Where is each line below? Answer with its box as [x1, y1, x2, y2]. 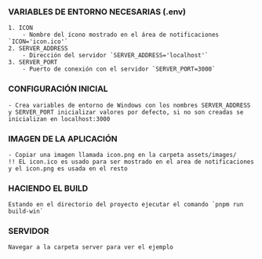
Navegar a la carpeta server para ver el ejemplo [8, 243, 174, 251]
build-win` [8, 207, 44, 216]
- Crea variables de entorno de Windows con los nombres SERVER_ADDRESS [8, 101, 251, 109]
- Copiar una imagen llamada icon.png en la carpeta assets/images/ [8, 151, 237, 159]
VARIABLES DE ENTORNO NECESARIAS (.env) [8, 6, 187, 17]
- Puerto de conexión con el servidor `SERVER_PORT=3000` [22, 65, 216, 73]
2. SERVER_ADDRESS [8, 45, 68, 53]
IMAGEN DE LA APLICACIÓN [8, 133, 118, 144]
